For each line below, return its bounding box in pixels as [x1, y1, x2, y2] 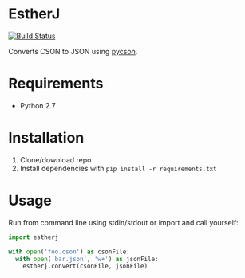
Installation [8, 129, 85, 147]
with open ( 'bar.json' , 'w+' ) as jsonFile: [15, 255, 159, 263]
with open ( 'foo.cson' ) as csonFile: [8, 248, 130, 256]
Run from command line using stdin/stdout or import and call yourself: [8, 217, 239, 227]
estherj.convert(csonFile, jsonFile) [22, 262, 148, 271]
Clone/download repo [19, 155, 92, 164]
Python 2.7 [19, 100, 56, 110]
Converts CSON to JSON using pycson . [8, 46, 138, 56]
